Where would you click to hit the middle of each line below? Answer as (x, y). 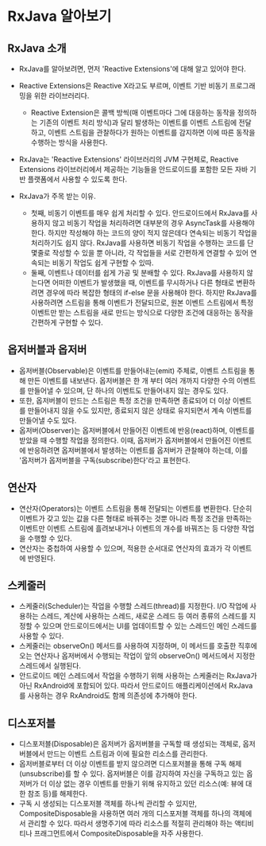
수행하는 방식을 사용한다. (69, 142)
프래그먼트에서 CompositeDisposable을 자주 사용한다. (119, 833)
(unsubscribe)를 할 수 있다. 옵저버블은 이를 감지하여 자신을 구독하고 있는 (132, 774)
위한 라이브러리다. (62, 96)
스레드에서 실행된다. (50, 666)
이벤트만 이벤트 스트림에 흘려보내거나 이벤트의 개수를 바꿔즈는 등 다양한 (129, 528)
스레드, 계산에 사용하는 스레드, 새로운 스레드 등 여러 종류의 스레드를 (144, 616)
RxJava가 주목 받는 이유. (57, 196)
